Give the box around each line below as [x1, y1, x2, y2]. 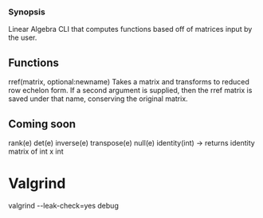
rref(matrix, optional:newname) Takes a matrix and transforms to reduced [8, 77, 249, 87]
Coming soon [8, 117, 77, 130]
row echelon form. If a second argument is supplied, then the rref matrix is [8, 86, 253, 95]
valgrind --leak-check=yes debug [8, 200, 120, 210]
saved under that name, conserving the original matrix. [8, 94, 189, 103]
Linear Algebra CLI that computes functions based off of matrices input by [8, 25, 253, 34]
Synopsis [8, 6, 45, 18]
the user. [8, 33, 37, 42]
